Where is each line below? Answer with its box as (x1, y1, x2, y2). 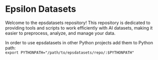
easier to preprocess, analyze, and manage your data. (5, 30, 116, 36)
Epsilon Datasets (5, 3, 76, 15)
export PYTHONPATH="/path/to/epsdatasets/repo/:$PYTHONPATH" (5, 50, 135, 55)
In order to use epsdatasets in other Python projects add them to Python (5, 39, 153, 45)
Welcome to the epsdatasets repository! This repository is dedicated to (5, 20, 151, 26)
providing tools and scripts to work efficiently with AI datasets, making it (5, 25, 153, 30)
